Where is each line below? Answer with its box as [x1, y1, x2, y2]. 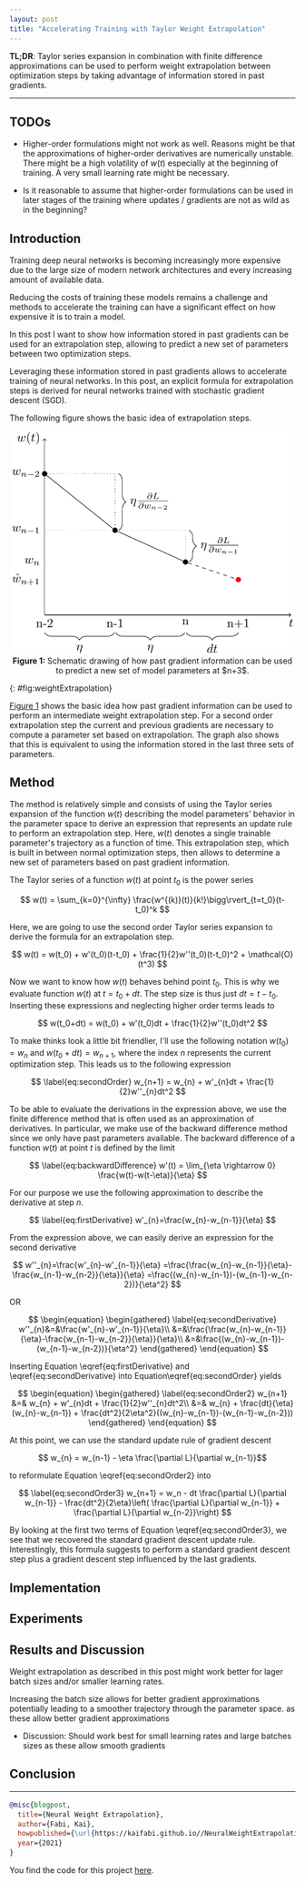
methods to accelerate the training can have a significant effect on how [9, 301, 276, 313]
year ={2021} [17, 1838, 64, 1848]
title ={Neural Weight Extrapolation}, [17, 1809, 165, 1819]
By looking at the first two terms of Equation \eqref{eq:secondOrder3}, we [9, 1524, 288, 1535]
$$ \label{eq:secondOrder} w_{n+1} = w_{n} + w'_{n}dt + [30, 1077, 245, 1088]
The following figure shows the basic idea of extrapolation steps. [9, 412, 252, 423]
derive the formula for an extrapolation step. [9, 931, 174, 942]
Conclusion [9, 1767, 76, 1782]
